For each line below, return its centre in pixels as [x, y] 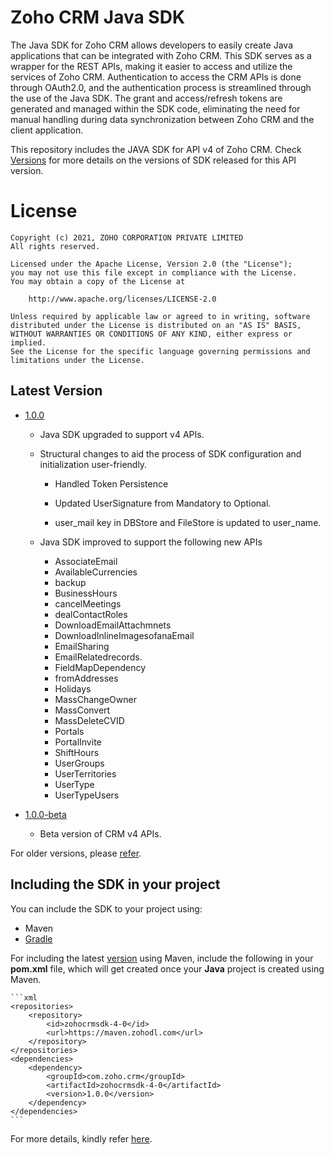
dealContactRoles [91, 614]
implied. [28, 342]
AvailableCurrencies [96, 572]
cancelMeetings [88, 603]
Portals [69, 731]
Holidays [73, 688]
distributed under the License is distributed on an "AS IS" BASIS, [156, 325]
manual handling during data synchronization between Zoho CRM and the [162, 119]
